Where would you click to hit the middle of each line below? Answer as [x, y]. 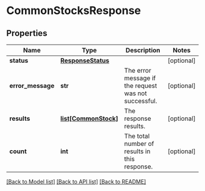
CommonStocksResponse [74, 11]
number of [139, 144]
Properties [27, 33]
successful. [141, 101]
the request [141, 86]
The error [138, 70]
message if [140, 78]
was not [136, 93]
